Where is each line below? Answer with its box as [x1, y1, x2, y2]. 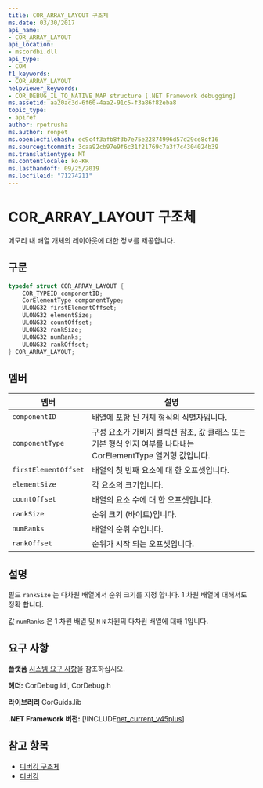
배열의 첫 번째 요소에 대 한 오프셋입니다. [92, 465, 229, 476]
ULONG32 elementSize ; [22, 312, 92, 319]
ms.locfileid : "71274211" [8, 172, 92, 181]
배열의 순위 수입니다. [92, 524, 164, 534]
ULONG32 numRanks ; [22, 333, 82, 341]
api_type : [8, 56, 41, 64]
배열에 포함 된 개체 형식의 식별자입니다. [92, 412, 228, 423]
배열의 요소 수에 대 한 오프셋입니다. [92, 494, 213, 505]
